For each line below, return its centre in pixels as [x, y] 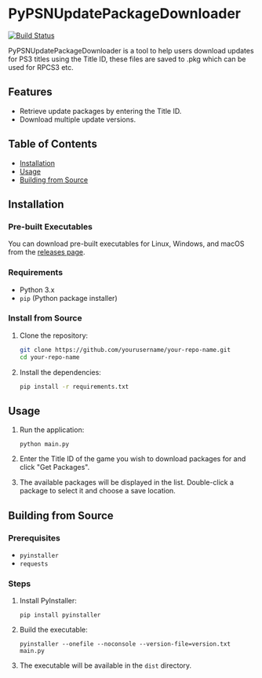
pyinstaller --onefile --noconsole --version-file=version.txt [125, 644]
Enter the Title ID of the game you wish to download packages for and [133, 459]
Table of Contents [53, 144]
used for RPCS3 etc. [41, 67]
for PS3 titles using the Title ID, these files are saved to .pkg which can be [127, 59]
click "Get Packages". [55, 467]
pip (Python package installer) [68, 298]
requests [34, 564]
